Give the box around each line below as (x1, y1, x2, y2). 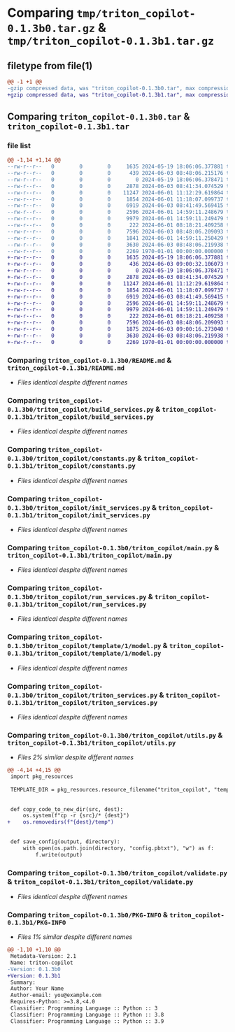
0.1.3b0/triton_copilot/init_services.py (7, 503, 150, 512)
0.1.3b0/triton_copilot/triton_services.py (7, 691, 158, 699)
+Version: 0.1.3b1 (7, 972, 61, 980)
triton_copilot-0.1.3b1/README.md (7, 364, 124, 372)
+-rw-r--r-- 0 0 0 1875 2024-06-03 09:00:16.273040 (7, 326, 224, 333)
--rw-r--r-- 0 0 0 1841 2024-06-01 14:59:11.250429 (7, 234, 224, 242)
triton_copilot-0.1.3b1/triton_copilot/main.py (7, 551, 173, 559)
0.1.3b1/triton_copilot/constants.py (7, 462, 136, 470)
